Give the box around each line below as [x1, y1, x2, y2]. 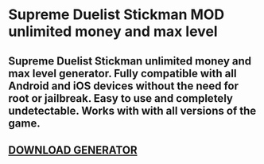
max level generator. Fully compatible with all [8, 66, 237, 80]
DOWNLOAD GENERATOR [8, 143, 138, 157]
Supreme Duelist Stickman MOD [8, 6, 225, 24]
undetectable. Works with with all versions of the [8, 103, 257, 117]
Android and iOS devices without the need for [8, 79, 239, 92]
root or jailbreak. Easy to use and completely [8, 92, 233, 105]
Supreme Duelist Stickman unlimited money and [8, 54, 252, 68]
